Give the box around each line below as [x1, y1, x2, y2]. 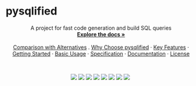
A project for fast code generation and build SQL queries [30, 24, 172, 31]
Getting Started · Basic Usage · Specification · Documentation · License [12, 50, 190, 57]
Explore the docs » [77, 30, 125, 38]
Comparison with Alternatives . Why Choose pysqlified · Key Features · [13, 44, 189, 51]
